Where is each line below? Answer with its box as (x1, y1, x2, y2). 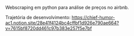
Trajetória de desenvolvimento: (5, 14, 71, 20)
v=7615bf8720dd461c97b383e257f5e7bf (5, 25, 92, 31)
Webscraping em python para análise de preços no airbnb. (5, 5, 129, 10)
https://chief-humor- (71, 14, 115, 20)
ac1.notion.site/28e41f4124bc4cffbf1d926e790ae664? (5, 20, 119, 26)
